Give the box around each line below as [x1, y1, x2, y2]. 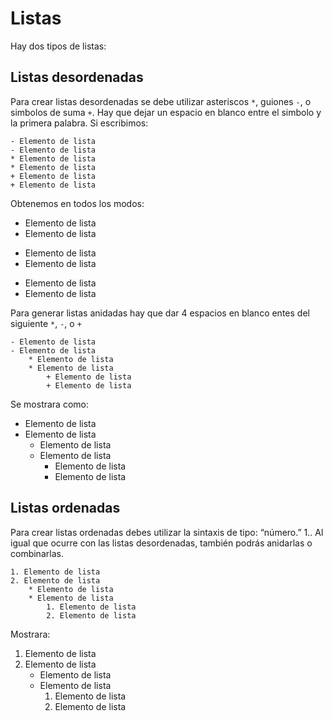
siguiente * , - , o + [10, 317, 82, 329]
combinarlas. [10, 547, 64, 559]
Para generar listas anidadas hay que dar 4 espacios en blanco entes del [10, 307, 310, 319]
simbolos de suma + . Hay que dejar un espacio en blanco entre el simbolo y [10, 106, 322, 118]
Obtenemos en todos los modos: [10, 197, 145, 209]
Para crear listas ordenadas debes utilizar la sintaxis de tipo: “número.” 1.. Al [10, 526, 324, 538]
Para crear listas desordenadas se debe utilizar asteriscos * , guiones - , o [10, 95, 312, 107]
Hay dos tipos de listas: [10, 40, 107, 52]
